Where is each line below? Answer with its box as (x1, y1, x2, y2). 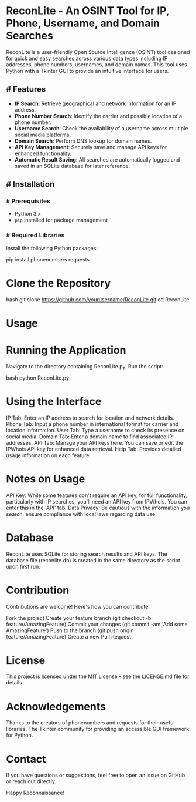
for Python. (6, 731, 33, 739)
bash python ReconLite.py (6, 374, 69, 381)
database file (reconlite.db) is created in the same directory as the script (6, 556, 180, 563)
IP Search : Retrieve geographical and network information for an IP (14, 100, 177, 107)
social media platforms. (14, 131, 71, 138)
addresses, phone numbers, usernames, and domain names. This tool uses (6, 61, 187, 68)
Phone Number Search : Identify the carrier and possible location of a (14, 112, 183, 119)
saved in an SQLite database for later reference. (14, 162, 130, 169)
